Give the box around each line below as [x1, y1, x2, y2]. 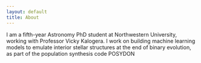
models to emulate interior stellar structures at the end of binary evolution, [6, 43, 192, 51]
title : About [6, 14, 39, 20]
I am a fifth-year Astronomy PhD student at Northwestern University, [6, 31, 177, 38]
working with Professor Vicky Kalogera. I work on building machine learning [6, 37, 196, 44]
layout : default [6, 8, 47, 15]
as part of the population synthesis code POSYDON [6, 50, 135, 57]
